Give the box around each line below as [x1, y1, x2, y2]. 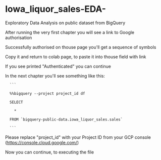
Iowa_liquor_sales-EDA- [5, 3, 107, 15]
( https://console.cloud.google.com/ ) [5, 139, 79, 145]
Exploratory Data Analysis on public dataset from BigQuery [5, 20, 125, 26]
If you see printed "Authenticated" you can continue [5, 63, 111, 69]
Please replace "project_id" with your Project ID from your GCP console [5, 134, 151, 140]
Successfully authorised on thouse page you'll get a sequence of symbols [5, 44, 157, 50]
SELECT [9, 100, 23, 105]
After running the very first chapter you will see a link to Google [5, 29, 135, 35]
